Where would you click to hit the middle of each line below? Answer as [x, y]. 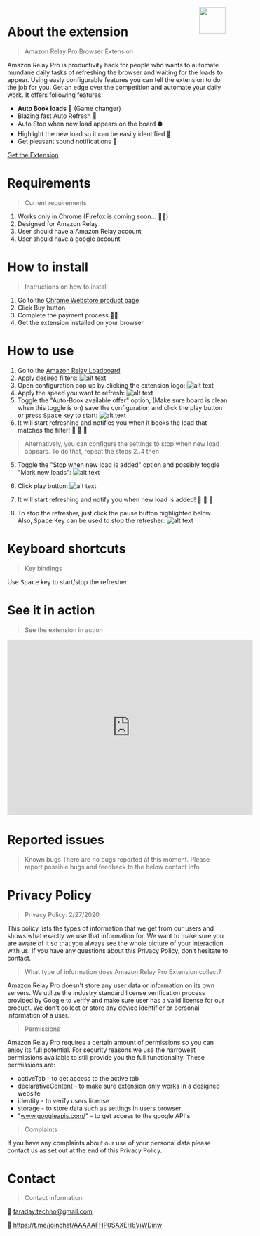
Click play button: [43, 486]
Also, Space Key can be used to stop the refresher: [91, 520]
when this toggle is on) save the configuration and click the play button [120, 407]
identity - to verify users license [63, 1100]
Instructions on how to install [66, 287]
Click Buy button [41, 308]
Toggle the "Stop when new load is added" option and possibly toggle [118, 465]
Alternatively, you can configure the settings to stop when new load [122, 443]
